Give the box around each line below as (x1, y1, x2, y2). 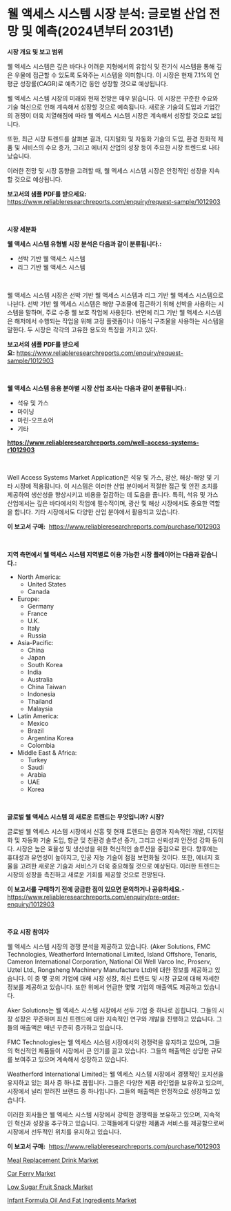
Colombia (27, 741, 55, 749)
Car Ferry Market (7, 1169, 57, 1177)
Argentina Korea (27, 733, 74, 742)
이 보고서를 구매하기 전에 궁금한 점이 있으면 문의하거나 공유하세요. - (7, 885, 185, 893)
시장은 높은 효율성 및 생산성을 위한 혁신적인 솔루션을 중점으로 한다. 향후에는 (16, 844, 219, 853)
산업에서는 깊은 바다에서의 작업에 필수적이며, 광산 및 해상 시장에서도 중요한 (7, 499, 208, 507)
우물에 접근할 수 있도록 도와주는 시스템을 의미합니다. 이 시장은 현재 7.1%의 (14, 70, 212, 79)
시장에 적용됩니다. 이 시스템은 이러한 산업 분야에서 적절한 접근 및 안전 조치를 (14, 482, 219, 490)
